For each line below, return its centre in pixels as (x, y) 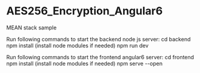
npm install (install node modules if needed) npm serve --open (84, 63)
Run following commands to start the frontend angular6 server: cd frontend (100, 57)
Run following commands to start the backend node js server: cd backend (98, 39)
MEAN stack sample (32, 28)
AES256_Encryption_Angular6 (85, 11)
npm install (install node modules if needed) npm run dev (78, 45)
